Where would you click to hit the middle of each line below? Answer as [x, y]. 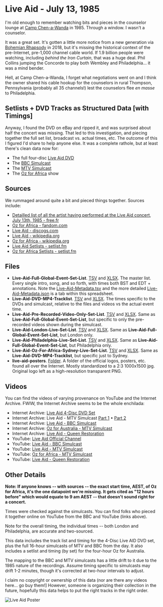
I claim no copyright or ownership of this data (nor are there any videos [76, 580]
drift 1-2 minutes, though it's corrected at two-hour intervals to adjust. [75, 571]
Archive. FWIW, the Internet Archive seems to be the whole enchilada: [75, 404]
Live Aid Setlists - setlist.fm [39, 246]
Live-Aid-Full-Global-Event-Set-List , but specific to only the [73, 319]
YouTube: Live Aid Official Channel [47, 439]
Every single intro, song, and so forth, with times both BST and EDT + [81, 283]
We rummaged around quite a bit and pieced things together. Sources [75, 200]
